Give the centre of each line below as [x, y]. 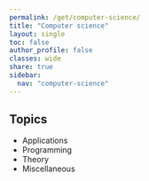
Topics [28, 119]
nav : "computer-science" [63, 83]
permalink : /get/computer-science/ [75, 17]
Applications [45, 141]
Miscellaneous [48, 169]
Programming [47, 150]
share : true [31, 67]
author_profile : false [51, 51]
